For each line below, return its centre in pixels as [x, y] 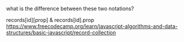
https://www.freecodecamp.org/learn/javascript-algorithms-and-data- [92, 26]
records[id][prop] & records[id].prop [50, 20]
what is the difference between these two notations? [70, 9]
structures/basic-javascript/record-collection [61, 33]
